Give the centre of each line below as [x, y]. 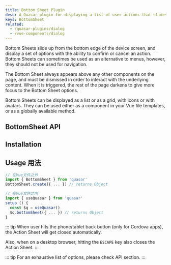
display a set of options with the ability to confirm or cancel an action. [78, 53]
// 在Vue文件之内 [22, 194]
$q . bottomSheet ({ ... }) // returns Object [56, 212]
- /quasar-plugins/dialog [37, 29]
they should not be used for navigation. [46, 64]
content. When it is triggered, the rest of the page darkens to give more [80, 85]
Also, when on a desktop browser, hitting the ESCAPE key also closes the [80, 242]
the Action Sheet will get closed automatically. [54, 232]
